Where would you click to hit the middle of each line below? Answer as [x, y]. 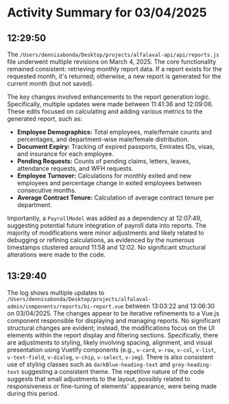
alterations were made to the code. [57, 254]
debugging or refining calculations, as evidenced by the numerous [101, 240]
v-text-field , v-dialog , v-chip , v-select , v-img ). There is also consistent [110, 357]
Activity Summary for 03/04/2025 [107, 13]
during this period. [33, 393]
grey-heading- [192, 365]
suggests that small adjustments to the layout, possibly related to [99, 379]
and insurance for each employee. [65, 154]
